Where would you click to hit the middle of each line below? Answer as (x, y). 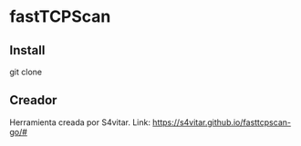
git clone (26, 72)
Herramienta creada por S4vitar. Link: (80, 122)
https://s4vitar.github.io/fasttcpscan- (222, 122)
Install (27, 50)
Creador (33, 100)
